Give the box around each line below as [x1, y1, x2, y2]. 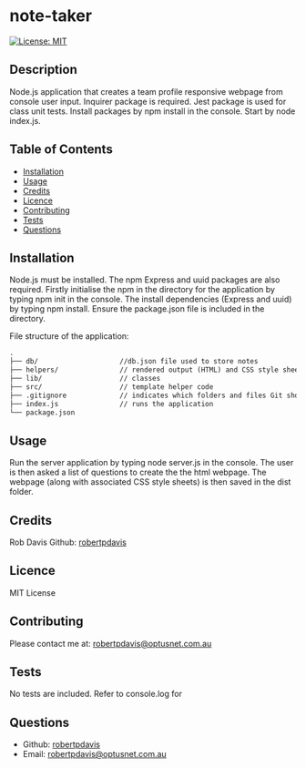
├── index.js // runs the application [9, 399, 214, 408]
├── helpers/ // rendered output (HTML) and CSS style [9, 365, 280, 374]
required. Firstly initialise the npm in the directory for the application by [9, 284, 276, 295]
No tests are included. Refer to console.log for [9, 689, 182, 700]
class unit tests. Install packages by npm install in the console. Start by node [9, 106, 296, 117]
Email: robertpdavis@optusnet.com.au [22, 749, 167, 760]
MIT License [9, 587, 56, 598]
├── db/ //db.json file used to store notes [9, 357, 259, 366]
